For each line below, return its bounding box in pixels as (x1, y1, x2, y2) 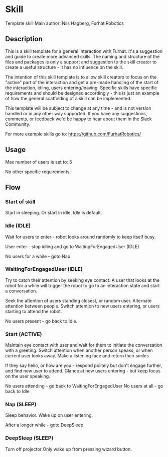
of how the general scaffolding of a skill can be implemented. (5, 95, 132, 101)
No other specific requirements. (5, 169, 71, 175)
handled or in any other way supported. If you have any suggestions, (5, 110, 147, 116)
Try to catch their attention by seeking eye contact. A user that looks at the (5, 277, 159, 283)
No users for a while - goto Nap (5, 253, 71, 259)
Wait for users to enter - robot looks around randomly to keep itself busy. (5, 234, 156, 240)
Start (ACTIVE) (5, 331, 42, 338)
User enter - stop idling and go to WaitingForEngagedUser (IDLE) (5, 243, 139, 250)
